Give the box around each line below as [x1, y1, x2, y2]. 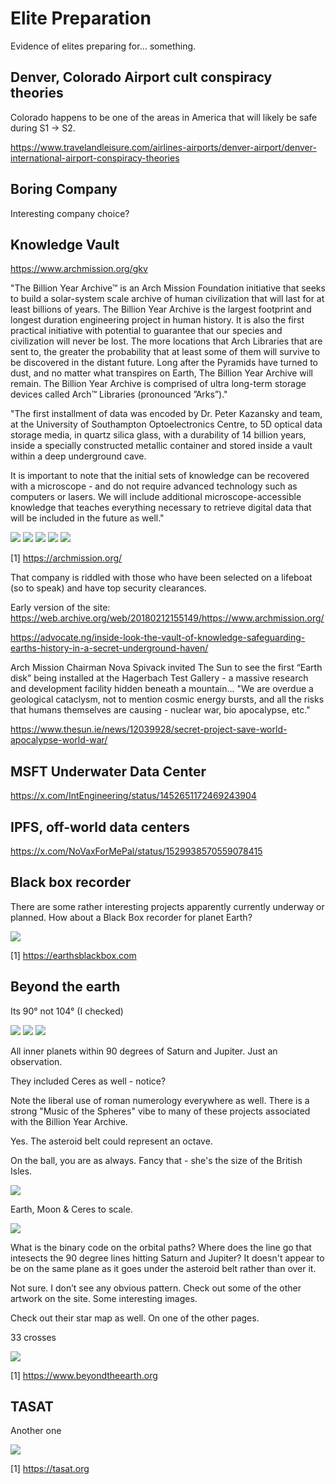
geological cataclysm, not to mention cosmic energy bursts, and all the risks [10, 693, 325, 706]
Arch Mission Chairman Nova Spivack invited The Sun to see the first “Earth [10, 662, 323, 674]
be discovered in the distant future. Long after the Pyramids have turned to [10, 357, 319, 369]
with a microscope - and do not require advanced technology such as [10, 480, 298, 492]
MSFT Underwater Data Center [10, 763, 207, 780]
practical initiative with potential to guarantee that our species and [10, 325, 283, 337]
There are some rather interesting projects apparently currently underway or [10, 900, 325, 912]
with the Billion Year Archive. [10, 1115, 128, 1127]
